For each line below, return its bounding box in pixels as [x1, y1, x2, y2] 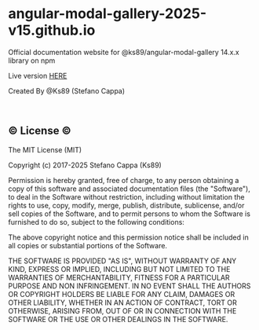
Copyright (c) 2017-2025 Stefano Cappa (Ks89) [8, 160, 162, 170]
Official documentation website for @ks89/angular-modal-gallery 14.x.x [8, 47, 239, 57]
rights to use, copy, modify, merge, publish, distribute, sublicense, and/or [8, 200, 245, 210]
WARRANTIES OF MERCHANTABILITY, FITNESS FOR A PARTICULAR [8, 273, 230, 282]
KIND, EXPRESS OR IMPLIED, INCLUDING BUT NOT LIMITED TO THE [8, 264, 231, 273]
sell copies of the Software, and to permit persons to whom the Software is [8, 209, 251, 218]
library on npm [8, 56, 56, 65]
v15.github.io [8, 21, 96, 39]
